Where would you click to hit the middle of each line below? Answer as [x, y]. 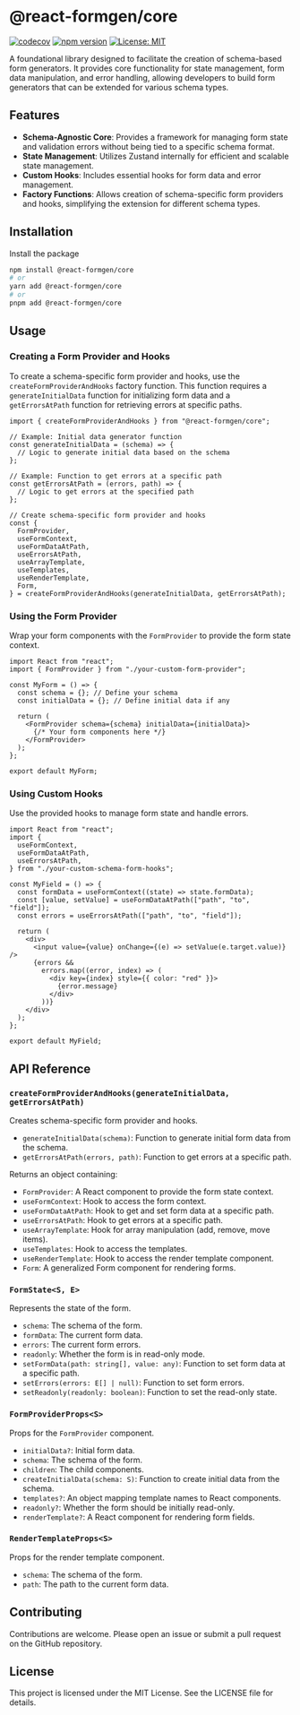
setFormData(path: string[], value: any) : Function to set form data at [154, 1364]
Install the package [44, 254]
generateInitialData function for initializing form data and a [120, 395]
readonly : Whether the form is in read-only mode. [114, 1354]
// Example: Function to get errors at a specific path [116, 476]
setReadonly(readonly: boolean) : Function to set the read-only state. [150, 1392]
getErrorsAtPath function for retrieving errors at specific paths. [126, 404]
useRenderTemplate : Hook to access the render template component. [148, 1258]
